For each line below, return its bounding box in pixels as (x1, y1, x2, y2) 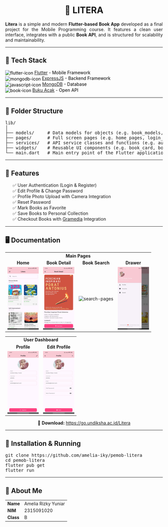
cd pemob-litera (5, 457, 45, 463)
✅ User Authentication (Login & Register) (12, 182, 97, 188)
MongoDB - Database (42, 81, 87, 87)
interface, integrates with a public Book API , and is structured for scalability (5, 32, 163, 38)
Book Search (82, 260, 110, 266)
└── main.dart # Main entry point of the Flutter (5, 150, 135, 156)
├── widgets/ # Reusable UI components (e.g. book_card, (5, 145, 156, 151)
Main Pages (65, 253, 91, 259)
